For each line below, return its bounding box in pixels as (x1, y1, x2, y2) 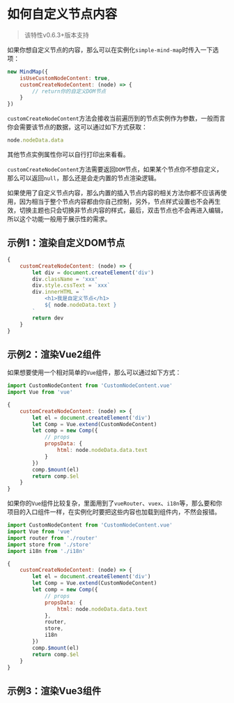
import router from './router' (7, 534, 98, 541)
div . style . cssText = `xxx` (32, 282, 111, 289)
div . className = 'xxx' (32, 275, 98, 282)
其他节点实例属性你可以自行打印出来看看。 (7, 151, 130, 159)
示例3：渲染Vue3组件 (7, 685, 102, 697)
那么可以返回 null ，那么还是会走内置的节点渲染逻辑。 (7, 174, 160, 182)
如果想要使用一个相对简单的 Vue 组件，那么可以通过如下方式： (7, 368, 182, 377)
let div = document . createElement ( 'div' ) (32, 269, 155, 276)
